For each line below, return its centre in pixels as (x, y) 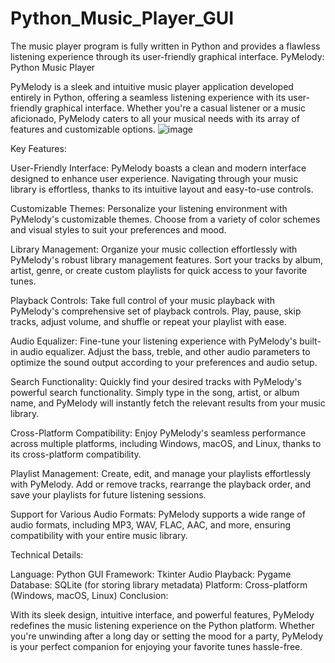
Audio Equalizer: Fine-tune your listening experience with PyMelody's (154, 341)
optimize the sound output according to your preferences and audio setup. (164, 362)
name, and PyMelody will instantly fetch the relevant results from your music (168, 403)
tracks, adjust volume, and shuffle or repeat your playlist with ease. (148, 321)
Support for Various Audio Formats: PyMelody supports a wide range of (158, 514)
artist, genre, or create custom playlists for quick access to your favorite (159, 270)
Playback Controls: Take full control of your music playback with (142, 300)
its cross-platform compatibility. (76, 454)
